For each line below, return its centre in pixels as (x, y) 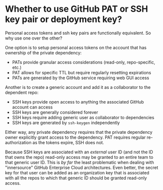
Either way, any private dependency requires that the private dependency (79, 132)
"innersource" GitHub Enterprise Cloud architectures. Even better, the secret (81, 168)
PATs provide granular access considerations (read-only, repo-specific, (84, 62)
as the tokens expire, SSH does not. (68, 142)
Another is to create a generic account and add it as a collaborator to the (78, 87)
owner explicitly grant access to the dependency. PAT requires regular (75, 137)
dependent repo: (22, 92)
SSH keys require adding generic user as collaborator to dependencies (83, 117)
